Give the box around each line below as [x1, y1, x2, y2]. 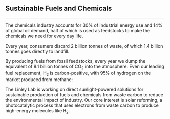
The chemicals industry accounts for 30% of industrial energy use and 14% [5, 22, 163, 28]
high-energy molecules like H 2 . [5, 108, 70, 115]
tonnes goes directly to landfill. [5, 48, 70, 54]
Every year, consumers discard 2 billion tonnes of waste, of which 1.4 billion [5, 43, 163, 49]
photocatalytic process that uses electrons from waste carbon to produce [5, 102, 159, 108]
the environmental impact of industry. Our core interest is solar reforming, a [5, 97, 163, 103]
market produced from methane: [5, 76, 73, 83]
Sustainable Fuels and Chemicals [5, 4, 112, 13]
